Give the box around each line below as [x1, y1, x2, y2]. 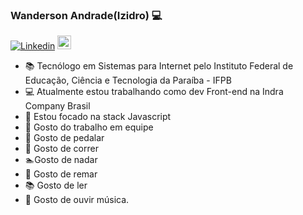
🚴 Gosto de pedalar [24, 132, 105, 144]
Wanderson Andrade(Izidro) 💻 [10, 8, 163, 22]
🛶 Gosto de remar [24, 168, 98, 180]
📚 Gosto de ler [24, 179, 88, 192]
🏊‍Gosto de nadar [24, 154, 98, 166]
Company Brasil [24, 100, 91, 112]
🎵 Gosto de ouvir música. [24, 194, 130, 206]
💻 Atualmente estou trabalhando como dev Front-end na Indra [24, 86, 284, 98]
